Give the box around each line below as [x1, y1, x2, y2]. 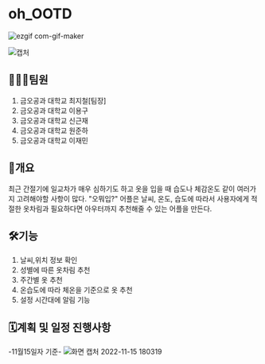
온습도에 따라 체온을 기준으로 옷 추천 [19, 285, 133, 295]
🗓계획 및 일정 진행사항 [8, 320, 111, 335]
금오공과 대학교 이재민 [19, 135, 89, 145]
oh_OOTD [8, 5, 72, 23]
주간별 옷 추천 [19, 276, 63, 285]
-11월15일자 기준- [8, 347, 62, 357]
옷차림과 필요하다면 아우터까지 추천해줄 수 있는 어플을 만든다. [22, 204, 212, 213]
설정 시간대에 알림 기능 [19, 296, 91, 305]
